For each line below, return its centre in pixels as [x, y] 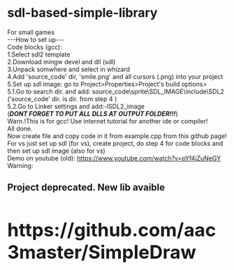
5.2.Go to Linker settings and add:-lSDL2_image [76, 106]
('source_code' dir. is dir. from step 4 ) [62, 98]
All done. [20, 128]
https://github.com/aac [112, 230]
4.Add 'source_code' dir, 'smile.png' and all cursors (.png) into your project [115, 76]
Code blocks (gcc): [35, 47]
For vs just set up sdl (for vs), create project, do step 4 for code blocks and [115, 143]
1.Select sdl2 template [39, 54]
